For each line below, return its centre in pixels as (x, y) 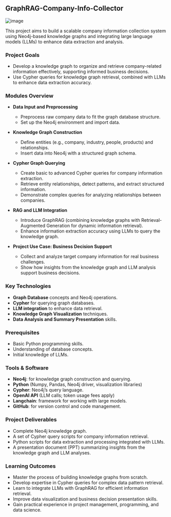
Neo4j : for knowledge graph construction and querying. (72, 379)
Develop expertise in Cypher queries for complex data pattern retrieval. (88, 483)
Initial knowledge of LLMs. (41, 355)
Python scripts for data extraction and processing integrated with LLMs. (89, 442)
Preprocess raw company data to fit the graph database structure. (90, 117)
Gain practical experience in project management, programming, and (86, 504)
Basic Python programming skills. (48, 344)
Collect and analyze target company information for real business (90, 257)
